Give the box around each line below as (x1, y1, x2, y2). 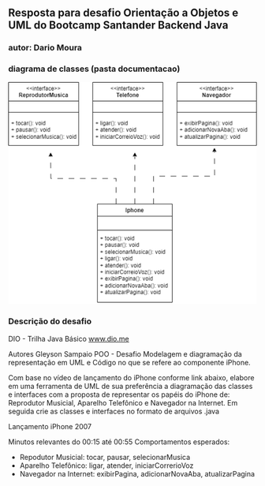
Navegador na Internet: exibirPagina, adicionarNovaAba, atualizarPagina (19, 469, 255, 478)
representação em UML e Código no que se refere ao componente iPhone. (8, 357, 251, 367)
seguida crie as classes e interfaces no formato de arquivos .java (8, 406, 219, 416)
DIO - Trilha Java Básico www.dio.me (8, 334, 129, 343)
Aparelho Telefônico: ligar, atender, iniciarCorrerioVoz (19, 461, 194, 470)
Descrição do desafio (8, 316, 92, 327)
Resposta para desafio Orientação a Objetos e (8, 6, 239, 20)
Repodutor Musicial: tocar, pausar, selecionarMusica (19, 452, 191, 462)
